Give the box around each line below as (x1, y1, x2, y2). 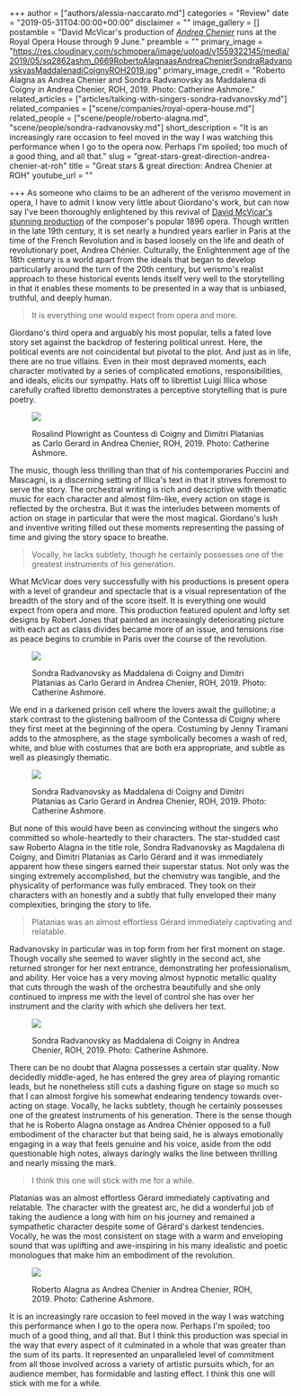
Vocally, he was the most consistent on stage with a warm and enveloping (9, 1231, 284, 1241)
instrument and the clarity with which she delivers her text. (9, 1001, 226, 1011)
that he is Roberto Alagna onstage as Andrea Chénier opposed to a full (9, 1119, 271, 1130)
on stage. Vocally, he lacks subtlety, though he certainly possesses (34, 1100, 283, 1111)
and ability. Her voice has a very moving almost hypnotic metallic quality (9, 973, 277, 983)
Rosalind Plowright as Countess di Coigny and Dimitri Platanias (31, 429, 264, 439)
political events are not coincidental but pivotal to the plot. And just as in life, (9, 346, 292, 357)
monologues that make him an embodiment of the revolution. (9, 1249, 235, 1260)
